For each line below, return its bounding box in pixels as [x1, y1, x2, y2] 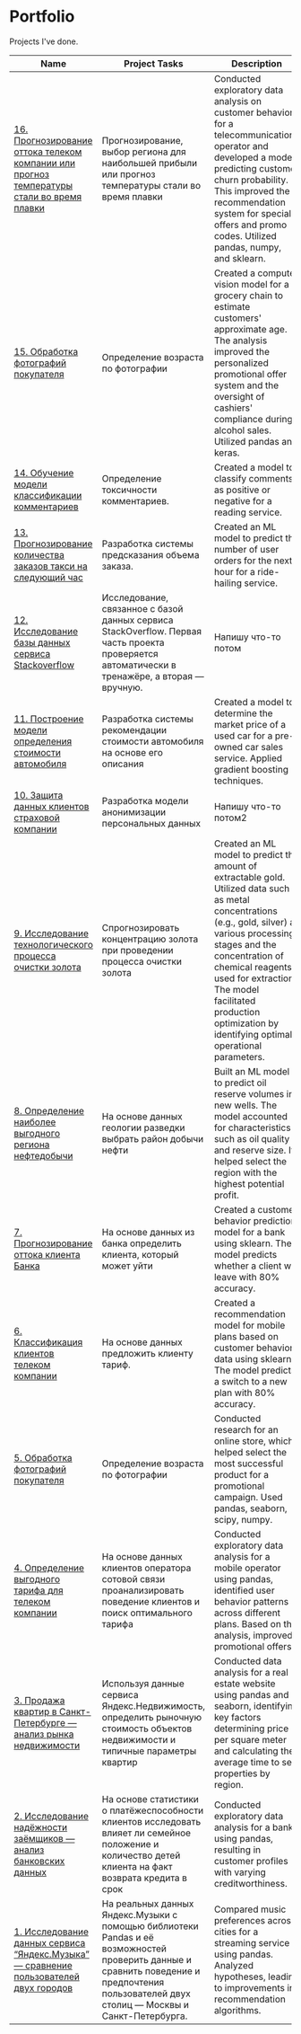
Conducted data [213, 1655, 282, 1667]
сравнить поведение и [101, 1965, 201, 1977]
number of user [213, 543, 279, 555]
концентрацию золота [101, 933, 199, 945]
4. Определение [13, 1561, 85, 1574]
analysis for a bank [213, 1821, 294, 1834]
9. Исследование [13, 927, 90, 940]
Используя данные [101, 1677, 185, 1690]
